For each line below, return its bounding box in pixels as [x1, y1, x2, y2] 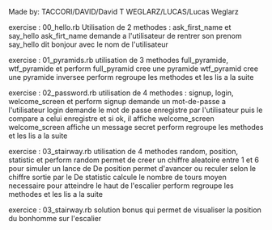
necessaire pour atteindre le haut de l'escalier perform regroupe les [8, 181, 235, 190]
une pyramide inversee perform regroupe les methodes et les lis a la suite [8, 73, 254, 82]
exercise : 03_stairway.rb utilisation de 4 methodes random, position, [8, 147, 239, 156]
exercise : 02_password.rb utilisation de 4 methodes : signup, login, [8, 88, 234, 98]
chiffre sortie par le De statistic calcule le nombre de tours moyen [8, 173, 227, 182]
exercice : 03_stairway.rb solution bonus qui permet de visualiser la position [8, 205, 261, 215]
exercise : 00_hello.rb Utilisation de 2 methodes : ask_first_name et [8, 23, 232, 31]
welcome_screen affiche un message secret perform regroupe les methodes [8, 123, 264, 132]
